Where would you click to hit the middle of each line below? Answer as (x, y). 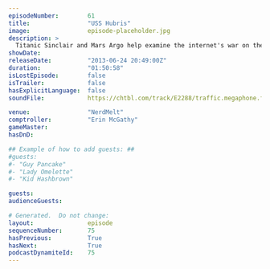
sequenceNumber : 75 (51, 230)
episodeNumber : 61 (51, 16)
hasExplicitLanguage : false (57, 90)
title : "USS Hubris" (70, 23)
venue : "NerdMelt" (66, 112)
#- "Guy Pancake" (37, 164)
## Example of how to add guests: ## (72, 149)
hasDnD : (21, 135)
